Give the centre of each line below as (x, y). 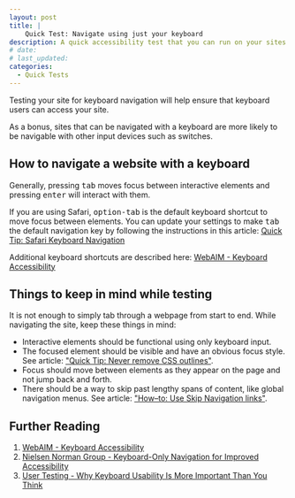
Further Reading (55, 426)
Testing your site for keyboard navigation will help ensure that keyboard (140, 100)
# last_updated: (39, 58)
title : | (25, 26)
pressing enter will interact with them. (80, 195)
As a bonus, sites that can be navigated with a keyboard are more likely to (144, 126)
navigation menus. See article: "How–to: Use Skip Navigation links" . (144, 398)
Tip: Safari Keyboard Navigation (67, 240)
